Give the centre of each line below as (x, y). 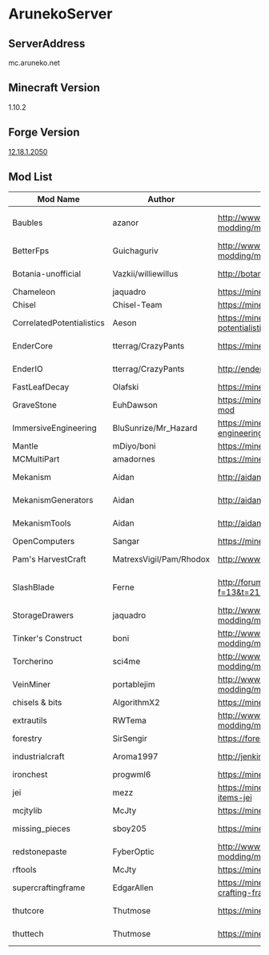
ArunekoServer (60, 14)
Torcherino (33, 662)
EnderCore (33, 346)
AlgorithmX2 (136, 703)
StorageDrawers (43, 615)
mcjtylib (27, 811)
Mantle (25, 446)
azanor (126, 223)
